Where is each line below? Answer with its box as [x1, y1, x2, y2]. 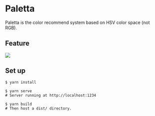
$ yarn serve [5, 88, 32, 94]
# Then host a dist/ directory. [5, 106, 72, 111]
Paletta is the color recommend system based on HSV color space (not [5, 19, 150, 25]
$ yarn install [5, 80, 37, 85]
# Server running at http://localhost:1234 [5, 93, 97, 98]
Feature [5, 39, 30, 48]
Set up [5, 67, 26, 75]
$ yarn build [5, 102, 32, 107]
